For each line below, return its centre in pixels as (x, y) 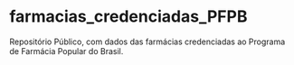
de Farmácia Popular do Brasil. (66, 51)
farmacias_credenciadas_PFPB (128, 17)
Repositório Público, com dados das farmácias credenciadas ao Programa (147, 42)
